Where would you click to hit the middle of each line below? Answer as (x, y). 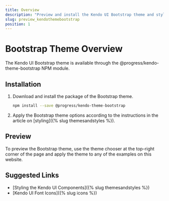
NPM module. (56, 68)
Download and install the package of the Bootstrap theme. (73, 96)
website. (14, 159)
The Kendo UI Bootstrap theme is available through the (62, 63)
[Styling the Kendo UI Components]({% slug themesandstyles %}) (81, 187)
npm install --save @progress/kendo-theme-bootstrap (69, 106)
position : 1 (18, 24)
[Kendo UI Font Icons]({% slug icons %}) (55, 193)
